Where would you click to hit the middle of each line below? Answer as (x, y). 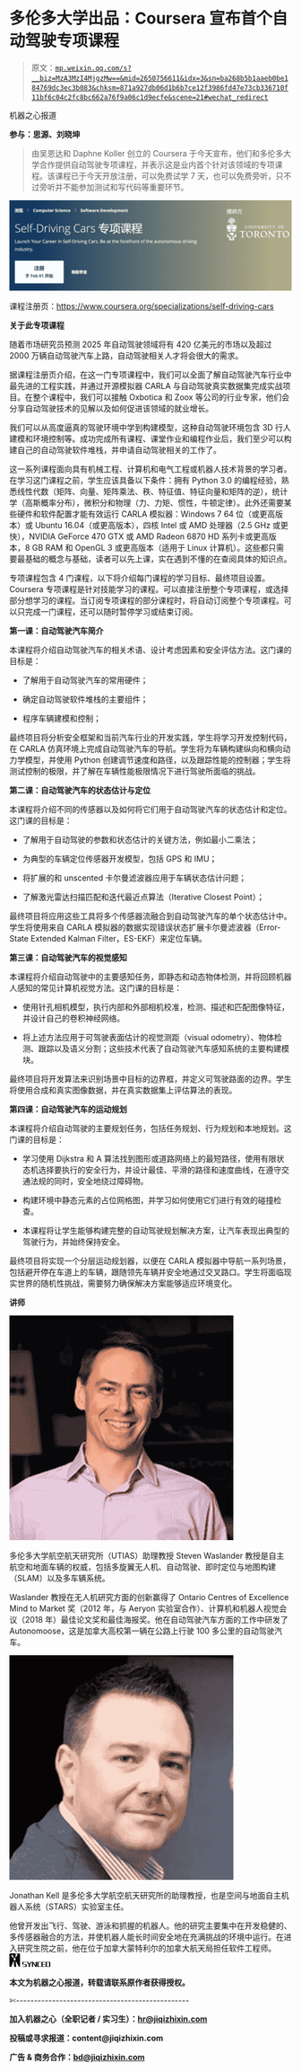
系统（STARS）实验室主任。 (77, 1907)
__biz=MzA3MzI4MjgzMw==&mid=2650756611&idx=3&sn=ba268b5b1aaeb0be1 (159, 78)
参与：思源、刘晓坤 (45, 134)
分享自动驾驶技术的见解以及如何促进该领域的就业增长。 (111, 409)
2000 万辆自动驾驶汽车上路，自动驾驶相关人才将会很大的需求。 (126, 356)
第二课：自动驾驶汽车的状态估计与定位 (80, 791)
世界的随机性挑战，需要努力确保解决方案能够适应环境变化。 (127, 1283)
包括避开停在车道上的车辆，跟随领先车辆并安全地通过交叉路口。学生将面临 (146, 1272)
